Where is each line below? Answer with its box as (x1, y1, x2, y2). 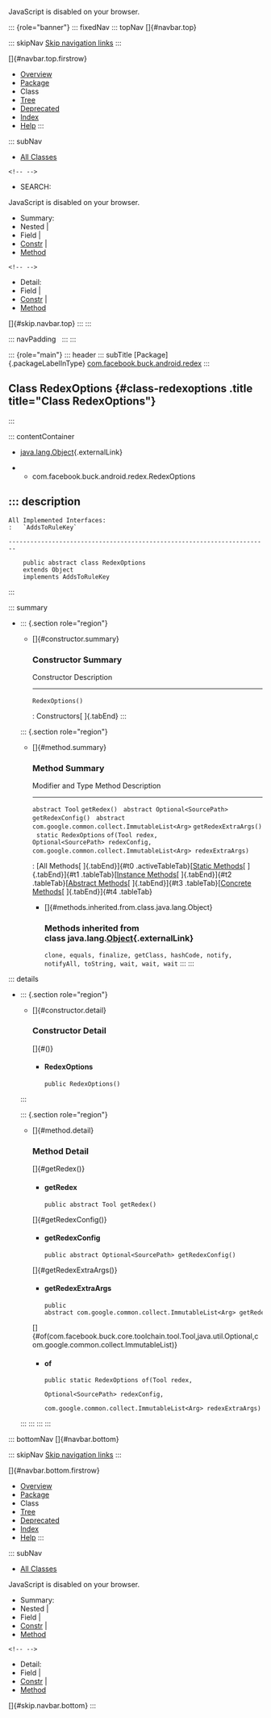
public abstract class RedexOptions (23, 559, 147, 567)
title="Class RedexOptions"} (8, 395, 156, 409)
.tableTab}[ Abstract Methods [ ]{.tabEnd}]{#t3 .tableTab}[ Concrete (31, 878, 252, 888)
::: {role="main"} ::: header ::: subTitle (8, 350, 133, 359)
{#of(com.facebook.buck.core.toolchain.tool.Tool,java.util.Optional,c (31, 1331, 259, 1341)
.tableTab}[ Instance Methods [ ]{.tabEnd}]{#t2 (81, 869, 232, 879)
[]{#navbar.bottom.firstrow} (8, 1465, 101, 1476)
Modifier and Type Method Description (31, 781, 161, 790)
